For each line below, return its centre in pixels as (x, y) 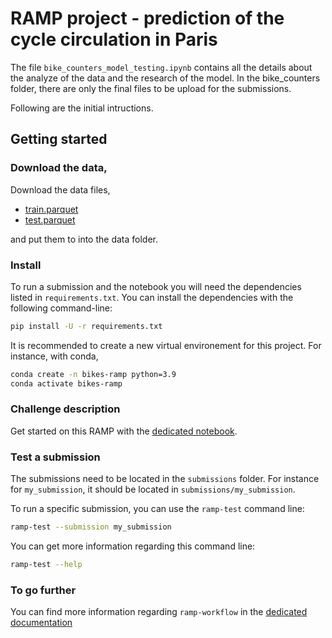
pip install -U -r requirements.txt (86, 326)
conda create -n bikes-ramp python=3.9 (93, 374)
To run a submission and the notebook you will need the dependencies (156, 286)
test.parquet (50, 219)
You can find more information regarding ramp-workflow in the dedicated (159, 612)
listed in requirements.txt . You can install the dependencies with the (152, 297)
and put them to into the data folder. (84, 239)
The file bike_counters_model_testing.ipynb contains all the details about (161, 67)
